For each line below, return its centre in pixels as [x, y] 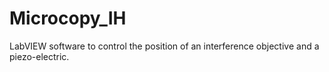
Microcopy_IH [68, 18]
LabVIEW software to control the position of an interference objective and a [164, 46]
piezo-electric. [39, 56]
